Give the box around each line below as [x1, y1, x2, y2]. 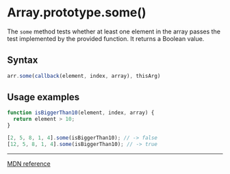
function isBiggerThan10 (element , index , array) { [7, 109, 155, 117]
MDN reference [7, 159, 51, 168]
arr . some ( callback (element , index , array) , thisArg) [7, 72, 161, 79]
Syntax [7, 55, 38, 66]
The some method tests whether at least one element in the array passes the [7, 27, 221, 35]
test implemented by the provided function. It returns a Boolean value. [7, 34, 205, 42]
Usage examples [7, 91, 80, 103]
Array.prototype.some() [7, 5, 146, 20]
